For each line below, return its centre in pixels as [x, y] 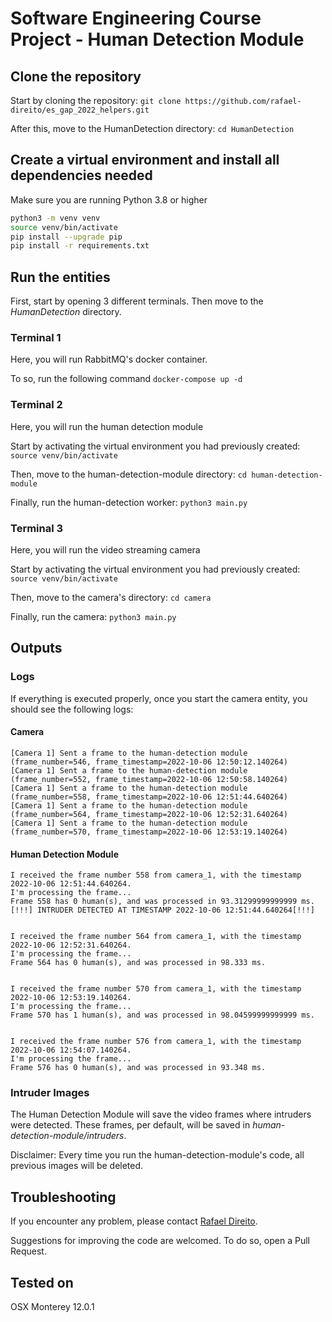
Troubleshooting [63, 1197]
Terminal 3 [37, 528]
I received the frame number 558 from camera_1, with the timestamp [156, 875]
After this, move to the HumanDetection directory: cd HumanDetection [152, 128]
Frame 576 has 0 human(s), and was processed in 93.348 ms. [138, 1068]
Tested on [42, 1282]
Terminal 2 [36, 405]
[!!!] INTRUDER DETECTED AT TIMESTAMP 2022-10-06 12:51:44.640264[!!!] [162, 910]
